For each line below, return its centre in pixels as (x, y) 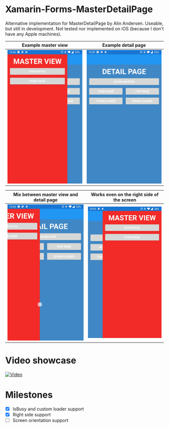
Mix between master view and (46, 194)
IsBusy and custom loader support (48, 409)
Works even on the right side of (125, 194)
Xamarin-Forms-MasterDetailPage (79, 9)
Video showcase (41, 361)
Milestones (29, 395)
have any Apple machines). (33, 34)
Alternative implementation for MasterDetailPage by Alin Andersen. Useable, (84, 23)
